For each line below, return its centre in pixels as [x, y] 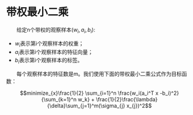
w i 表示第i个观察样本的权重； [49, 44]
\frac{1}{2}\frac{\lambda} [127, 100]
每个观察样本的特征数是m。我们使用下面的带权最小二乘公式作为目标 [99, 74]
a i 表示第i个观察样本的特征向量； [54, 52]
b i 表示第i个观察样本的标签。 [49, 61]
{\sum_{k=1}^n [59, 100]
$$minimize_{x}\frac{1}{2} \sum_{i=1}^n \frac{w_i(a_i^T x [89, 93]
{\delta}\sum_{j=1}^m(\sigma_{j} [86, 106]
